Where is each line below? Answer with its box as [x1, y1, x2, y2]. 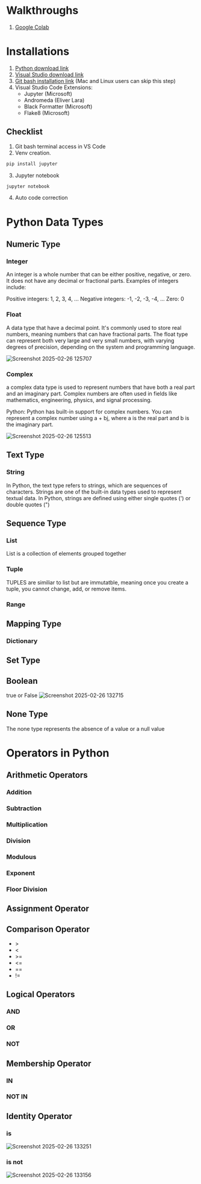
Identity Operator [6, 1111, 73, 1121]
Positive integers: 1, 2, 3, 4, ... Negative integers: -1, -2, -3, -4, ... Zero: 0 [6, 296, 185, 303]
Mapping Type [6, 618, 62, 629]
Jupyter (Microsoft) [23, 90, 72, 97]
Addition [6, 788, 32, 796]
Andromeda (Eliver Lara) [23, 96, 85, 104]
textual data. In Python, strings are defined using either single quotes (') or [6, 494, 191, 501]
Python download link [14, 64, 69, 72]
